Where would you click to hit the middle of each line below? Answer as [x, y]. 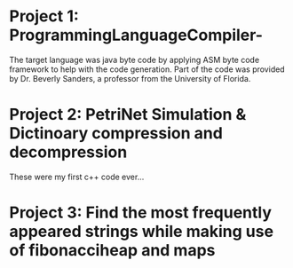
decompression [68, 152]
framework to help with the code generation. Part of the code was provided [147, 69]
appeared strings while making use [141, 232]
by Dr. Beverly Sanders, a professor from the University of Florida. [130, 78]
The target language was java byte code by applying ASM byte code [135, 59]
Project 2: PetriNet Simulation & [128, 115]
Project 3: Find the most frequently [141, 213]
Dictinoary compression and [116, 134]
